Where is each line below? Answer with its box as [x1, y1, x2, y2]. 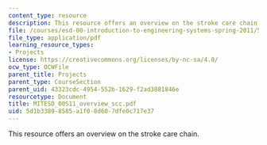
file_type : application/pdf [8, 33, 102, 42]
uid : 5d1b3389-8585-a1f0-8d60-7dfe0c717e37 [8, 108, 155, 116]
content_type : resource [8, 11, 87, 20]
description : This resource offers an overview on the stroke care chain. [8, 19, 261, 27]
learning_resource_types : [8, 41, 94, 49]
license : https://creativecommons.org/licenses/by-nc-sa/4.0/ [8, 56, 219, 64]
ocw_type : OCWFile [8, 63, 69, 71]
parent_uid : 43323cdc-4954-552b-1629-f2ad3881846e [8, 85, 180, 93]
